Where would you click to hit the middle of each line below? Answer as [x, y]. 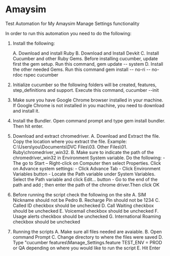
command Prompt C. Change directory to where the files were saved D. [88, 237]
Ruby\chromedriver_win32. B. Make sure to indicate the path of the [83, 152]
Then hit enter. [28, 126]
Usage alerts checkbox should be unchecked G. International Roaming [87, 216]
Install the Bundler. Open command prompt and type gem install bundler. [89, 120]
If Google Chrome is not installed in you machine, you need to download [89, 105]
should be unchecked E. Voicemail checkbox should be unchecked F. [86, 211]
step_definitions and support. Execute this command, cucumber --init [86, 90]
